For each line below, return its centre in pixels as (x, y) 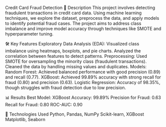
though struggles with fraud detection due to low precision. (66, 87)
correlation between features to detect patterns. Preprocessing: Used (76, 56)
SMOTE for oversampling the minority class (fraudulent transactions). (76, 61)
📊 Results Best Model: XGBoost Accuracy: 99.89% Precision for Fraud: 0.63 (83, 97)
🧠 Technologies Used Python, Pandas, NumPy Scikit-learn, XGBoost (75, 114)
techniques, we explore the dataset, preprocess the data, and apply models (82, 18)
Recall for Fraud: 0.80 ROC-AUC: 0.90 (44, 105)
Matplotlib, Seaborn (25, 119)
